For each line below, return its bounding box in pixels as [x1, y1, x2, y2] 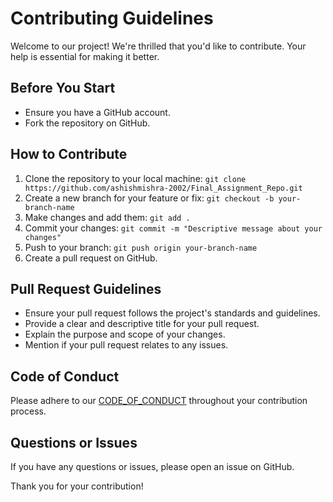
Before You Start [10, 80, 116, 97]
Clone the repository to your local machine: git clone [24, 172, 247, 184]
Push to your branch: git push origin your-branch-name [24, 241, 258, 253]
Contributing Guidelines [10, 7, 214, 30]
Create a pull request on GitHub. [24, 252, 158, 264]
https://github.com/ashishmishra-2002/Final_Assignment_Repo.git [24, 183, 303, 193]
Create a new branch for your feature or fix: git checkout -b [24, 192, 275, 204]
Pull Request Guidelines [10, 280, 162, 297]
